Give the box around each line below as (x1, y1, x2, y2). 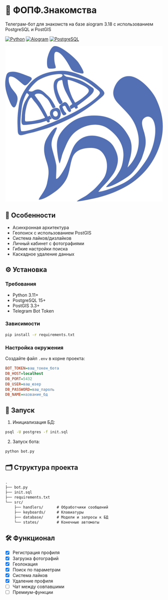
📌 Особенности (5, 211, 56, 219)
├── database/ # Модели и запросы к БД (14, 514, 108, 519)
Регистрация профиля (12, 549, 60, 555)
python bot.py (5, 448, 35, 454)
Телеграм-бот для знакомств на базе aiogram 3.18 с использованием (5, 21, 153, 27)
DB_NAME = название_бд (5, 392, 48, 397)
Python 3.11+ (12, 292, 39, 298)
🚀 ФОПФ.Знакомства (5, 4, 97, 16)
